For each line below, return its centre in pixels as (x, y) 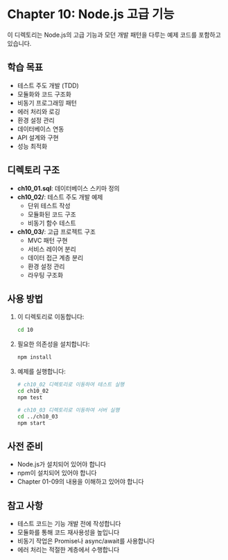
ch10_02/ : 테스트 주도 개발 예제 (60, 197)
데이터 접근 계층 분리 (55, 257)
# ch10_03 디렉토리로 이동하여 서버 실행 (68, 410)
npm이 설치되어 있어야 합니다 (57, 473)
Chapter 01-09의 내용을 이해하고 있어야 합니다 (80, 482)
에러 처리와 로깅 (38, 111)
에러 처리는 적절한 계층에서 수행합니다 (68, 550)
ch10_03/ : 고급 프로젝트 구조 (56, 231)
